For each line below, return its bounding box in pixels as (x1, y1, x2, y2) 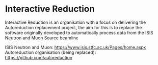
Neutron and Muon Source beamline (5, 35, 79, 41)
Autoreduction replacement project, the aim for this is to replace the (5, 24, 142, 30)
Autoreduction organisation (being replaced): (5, 49, 96, 55)
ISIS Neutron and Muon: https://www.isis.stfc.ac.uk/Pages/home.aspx (5, 44, 146, 50)
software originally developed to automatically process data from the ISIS (5, 30, 154, 35)
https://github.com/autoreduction (5, 54, 73, 60)
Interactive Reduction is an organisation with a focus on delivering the (5, 19, 146, 25)
